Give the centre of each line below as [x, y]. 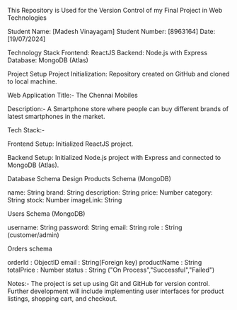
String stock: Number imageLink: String [65, 200]
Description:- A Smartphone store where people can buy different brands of [118, 109]
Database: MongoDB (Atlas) [48, 60]
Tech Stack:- [26, 130]
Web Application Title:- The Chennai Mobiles [73, 95]
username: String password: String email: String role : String [95, 227]
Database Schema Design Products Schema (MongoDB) [89, 179]
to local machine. [33, 81]
